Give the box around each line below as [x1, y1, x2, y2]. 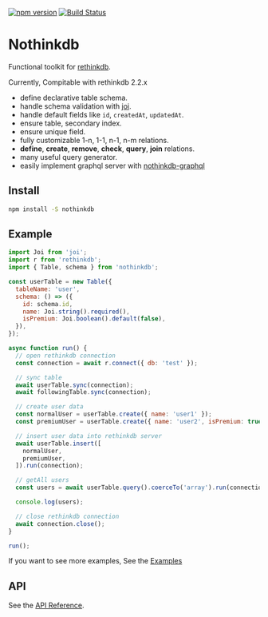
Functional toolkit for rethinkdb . [8, 62, 112, 71]
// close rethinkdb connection [15, 512, 120, 520]
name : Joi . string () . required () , [22, 308, 130, 316]
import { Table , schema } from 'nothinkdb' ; [8, 264, 159, 272]
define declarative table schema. [19, 93, 128, 102]
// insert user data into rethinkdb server [15, 432, 162, 440]
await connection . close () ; [15, 519, 105, 527]
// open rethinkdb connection [15, 352, 116, 360]
